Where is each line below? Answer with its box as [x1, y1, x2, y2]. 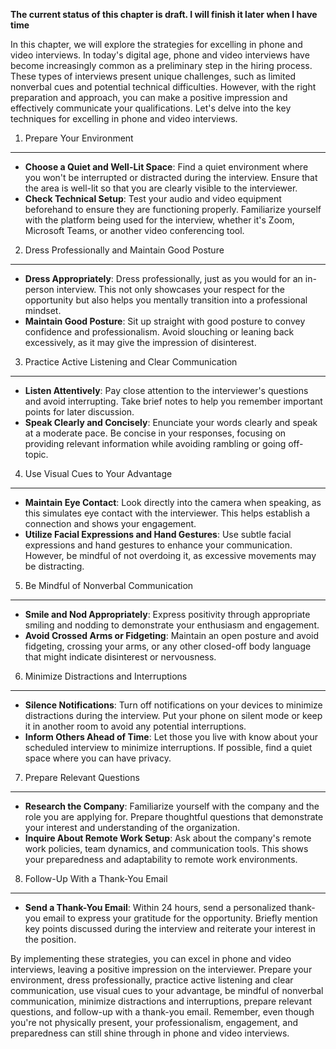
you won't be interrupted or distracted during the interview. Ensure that [24, 172, 318, 183]
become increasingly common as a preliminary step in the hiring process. [10, 60, 313, 71]
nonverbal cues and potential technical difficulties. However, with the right [10, 81, 317, 93]
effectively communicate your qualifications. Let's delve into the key [10, 102, 292, 114]
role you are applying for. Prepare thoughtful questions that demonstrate [24, 811, 324, 823]
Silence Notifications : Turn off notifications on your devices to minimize [24, 699, 323, 711]
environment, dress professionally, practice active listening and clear [10, 974, 294, 986]
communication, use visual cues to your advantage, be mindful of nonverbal [10, 985, 324, 996]
